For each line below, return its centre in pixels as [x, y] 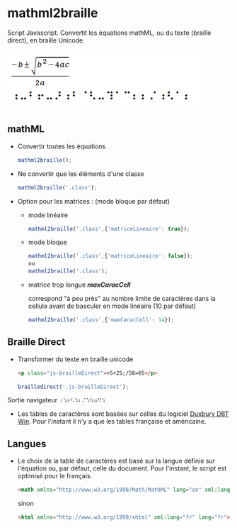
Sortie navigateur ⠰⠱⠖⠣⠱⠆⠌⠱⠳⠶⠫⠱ [57, 400]
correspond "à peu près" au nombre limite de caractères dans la [122, 298]
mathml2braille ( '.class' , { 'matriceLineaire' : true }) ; [109, 229]
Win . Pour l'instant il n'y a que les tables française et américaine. [112, 422]
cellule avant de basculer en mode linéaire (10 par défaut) [112, 306]
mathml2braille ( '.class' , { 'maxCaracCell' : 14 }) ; [101, 320]
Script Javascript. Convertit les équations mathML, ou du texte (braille [109, 33]
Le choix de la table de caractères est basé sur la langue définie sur [116, 461]
